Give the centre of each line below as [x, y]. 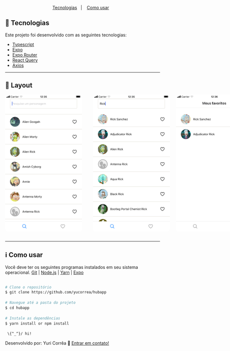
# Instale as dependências [33, 318]
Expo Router [25, 55]
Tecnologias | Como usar [81, 8]
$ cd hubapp [17, 308]
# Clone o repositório [28, 287]
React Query [25, 60]
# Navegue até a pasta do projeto [41, 303]
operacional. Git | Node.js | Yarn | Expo [44, 272]
